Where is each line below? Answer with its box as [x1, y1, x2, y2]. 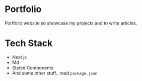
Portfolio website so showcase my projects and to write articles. [5, 20, 137, 26]
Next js [12, 54, 27, 60]
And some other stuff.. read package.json [12, 70, 98, 76]
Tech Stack [5, 37, 53, 49]
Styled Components [12, 64, 54, 70]
